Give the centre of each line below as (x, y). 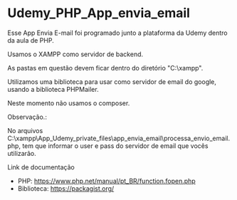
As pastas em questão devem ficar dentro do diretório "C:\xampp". (105, 68)
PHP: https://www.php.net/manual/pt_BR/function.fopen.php (106, 181)
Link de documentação (41, 167)
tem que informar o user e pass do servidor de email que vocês (115, 146)
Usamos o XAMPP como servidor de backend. (75, 54)
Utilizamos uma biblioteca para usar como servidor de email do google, (112, 81)
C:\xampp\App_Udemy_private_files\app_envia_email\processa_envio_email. (118, 138)
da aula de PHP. (31, 40)
